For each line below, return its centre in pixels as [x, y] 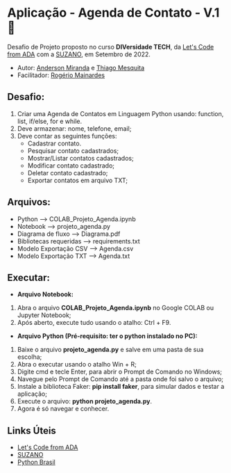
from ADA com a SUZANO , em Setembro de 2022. [79, 54]
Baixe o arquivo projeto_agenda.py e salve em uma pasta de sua [110, 350]
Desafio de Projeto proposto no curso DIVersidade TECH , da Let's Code [111, 47]
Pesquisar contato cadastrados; [73, 150]
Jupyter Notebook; [44, 315]
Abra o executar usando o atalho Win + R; [77, 364]
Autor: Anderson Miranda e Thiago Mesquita [81, 67]
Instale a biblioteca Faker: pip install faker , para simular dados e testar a [121, 387]
